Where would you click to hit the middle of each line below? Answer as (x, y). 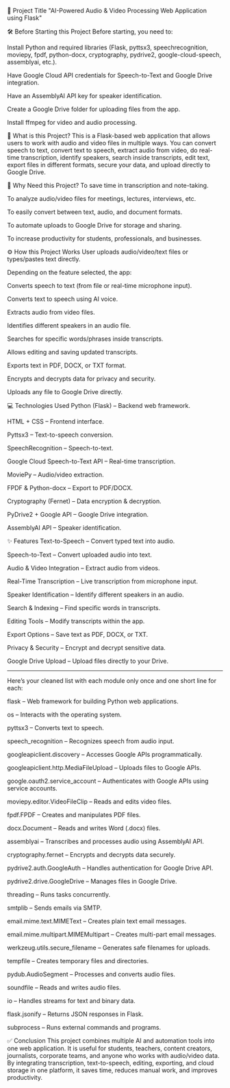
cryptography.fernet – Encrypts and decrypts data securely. (91, 855)
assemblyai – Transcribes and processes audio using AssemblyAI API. (105, 841)
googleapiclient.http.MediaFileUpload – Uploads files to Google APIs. (104, 767)
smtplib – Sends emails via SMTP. (54, 908)
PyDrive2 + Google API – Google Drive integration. (78, 515)
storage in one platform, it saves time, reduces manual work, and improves (112, 1070)
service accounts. (33, 788)
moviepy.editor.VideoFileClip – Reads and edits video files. (89, 801)
